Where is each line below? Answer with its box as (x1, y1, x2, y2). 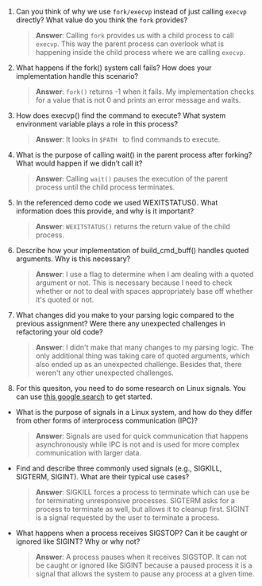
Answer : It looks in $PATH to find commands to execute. (35, 135, 221, 144)
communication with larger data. (35, 448, 141, 457)
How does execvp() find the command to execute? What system (15, 111, 226, 120)
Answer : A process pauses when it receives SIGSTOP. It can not (35, 553, 248, 561)
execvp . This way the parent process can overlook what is (35, 39, 225, 49)
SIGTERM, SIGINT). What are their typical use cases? (15, 472, 190, 481)
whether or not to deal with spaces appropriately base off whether (35, 287, 253, 295)
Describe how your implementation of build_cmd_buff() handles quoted (15, 246, 249, 255)
